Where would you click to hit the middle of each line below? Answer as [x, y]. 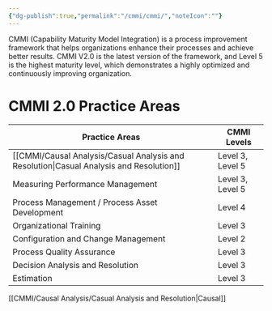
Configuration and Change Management [89, 238]
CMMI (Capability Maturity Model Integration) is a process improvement [128, 39]
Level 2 [232, 238]
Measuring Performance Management [85, 184]
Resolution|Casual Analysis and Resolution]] [96, 165]
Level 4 [232, 207]
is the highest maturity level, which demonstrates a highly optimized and [129, 65]
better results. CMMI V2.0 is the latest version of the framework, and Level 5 [136, 56]
